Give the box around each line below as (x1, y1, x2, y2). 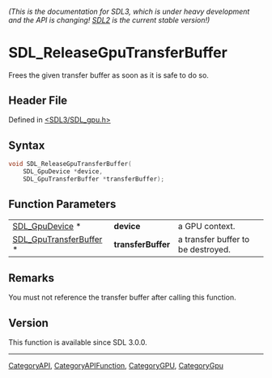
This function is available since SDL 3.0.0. (8, 338, 147, 347)
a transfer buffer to (177, 233, 250, 244)
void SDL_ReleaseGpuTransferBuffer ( (8, 160, 132, 168)
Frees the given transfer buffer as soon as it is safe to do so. (8, 70, 209, 80)
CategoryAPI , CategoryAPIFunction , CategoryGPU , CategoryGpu (8, 361, 224, 371)
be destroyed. (177, 244, 231, 255)
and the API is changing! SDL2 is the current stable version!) (8, 15, 210, 24)
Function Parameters (8, 197, 117, 211)
